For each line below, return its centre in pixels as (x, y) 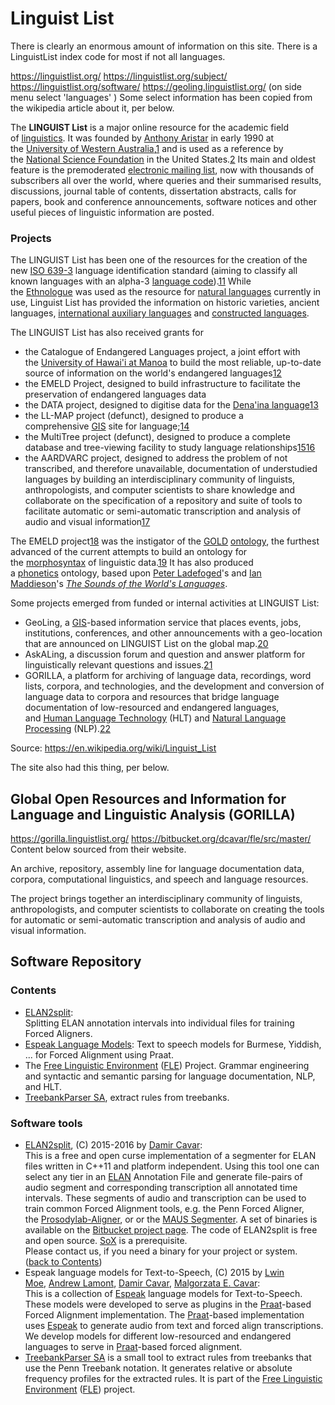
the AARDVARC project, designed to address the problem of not (156, 458)
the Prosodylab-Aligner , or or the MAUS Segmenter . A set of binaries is (171, 1219)
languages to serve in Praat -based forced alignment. (133, 1347)
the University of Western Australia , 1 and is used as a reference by (147, 148)
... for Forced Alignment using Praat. (99, 1054)
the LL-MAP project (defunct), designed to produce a (134, 416)
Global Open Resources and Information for (148, 798)
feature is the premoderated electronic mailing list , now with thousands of (162, 169)
